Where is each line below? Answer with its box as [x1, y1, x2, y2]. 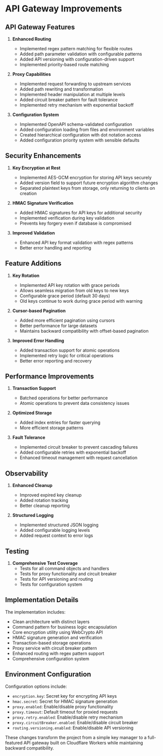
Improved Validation [12, 230, 55, 236]
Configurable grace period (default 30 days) [19, 292, 110, 299]
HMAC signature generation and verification [12, 634, 103, 640]
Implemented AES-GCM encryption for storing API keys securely [19, 174, 152, 180]
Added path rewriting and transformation [19, 86, 103, 92]
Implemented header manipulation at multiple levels [19, 92, 125, 97]
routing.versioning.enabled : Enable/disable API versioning [12, 725, 134, 731]
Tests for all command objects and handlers [19, 566, 109, 572]
